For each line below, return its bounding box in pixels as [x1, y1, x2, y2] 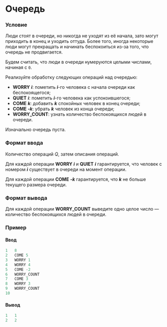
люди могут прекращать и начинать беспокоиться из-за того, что [5, 44, 149, 50]
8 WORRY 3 [5, 281, 31, 286]
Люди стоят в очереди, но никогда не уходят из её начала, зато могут [5, 33, 159, 39]
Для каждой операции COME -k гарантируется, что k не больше [5, 176, 146, 182]
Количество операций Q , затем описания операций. [5, 151, 120, 157]
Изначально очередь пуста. [5, 127, 66, 133]
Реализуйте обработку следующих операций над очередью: [5, 74, 137, 81]
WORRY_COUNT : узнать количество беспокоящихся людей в [12, 111, 147, 117]
